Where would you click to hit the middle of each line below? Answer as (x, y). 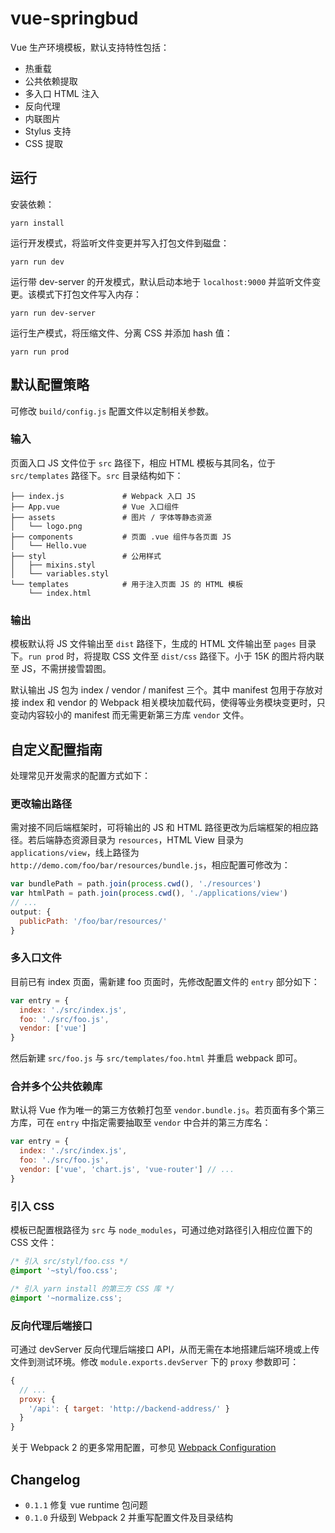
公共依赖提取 (51, 81)
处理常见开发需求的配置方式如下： (80, 775)
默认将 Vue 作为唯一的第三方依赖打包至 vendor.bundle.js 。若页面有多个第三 (167, 1110)
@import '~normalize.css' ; (66, 1298)
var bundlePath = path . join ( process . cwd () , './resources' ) (136, 884)
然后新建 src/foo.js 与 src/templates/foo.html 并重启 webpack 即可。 (156, 1058)
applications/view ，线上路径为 (75, 853)
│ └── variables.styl (60, 573)
